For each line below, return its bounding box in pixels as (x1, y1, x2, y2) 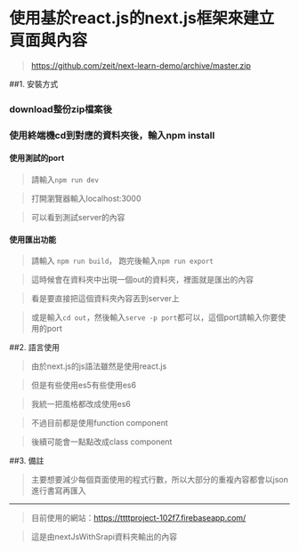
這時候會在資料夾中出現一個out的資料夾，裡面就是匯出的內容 (30, 275, 255, 285)
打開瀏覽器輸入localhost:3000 (30, 193, 141, 204)
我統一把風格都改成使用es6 (30, 399, 132, 410)
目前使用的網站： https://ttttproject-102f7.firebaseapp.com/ (30, 513, 246, 523)
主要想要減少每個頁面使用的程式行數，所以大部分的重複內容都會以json (30, 475, 289, 485)
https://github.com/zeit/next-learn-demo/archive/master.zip (30, 60, 252, 71)
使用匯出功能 (9, 234, 56, 244)
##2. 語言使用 (9, 342, 61, 353)
